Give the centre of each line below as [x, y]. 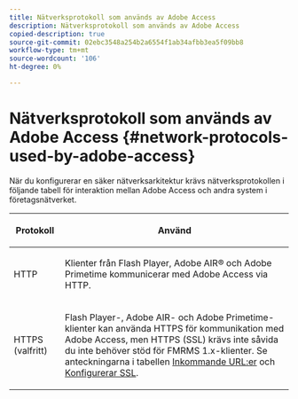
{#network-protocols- [205, 137]
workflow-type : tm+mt [49, 51]
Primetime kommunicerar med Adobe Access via [167, 274]
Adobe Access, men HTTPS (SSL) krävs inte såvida [172, 340]
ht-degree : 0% [35, 67]
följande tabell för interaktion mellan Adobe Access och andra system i [138, 190]
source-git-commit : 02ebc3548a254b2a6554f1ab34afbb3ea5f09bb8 [126, 42]
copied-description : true [57, 34]
